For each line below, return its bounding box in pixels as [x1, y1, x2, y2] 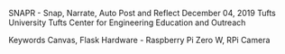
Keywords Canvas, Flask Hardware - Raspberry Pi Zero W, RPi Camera [8, 35, 271, 45]
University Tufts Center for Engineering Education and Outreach [8, 17, 246, 28]
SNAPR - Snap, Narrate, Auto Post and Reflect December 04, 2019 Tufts [8, 8, 276, 18]
